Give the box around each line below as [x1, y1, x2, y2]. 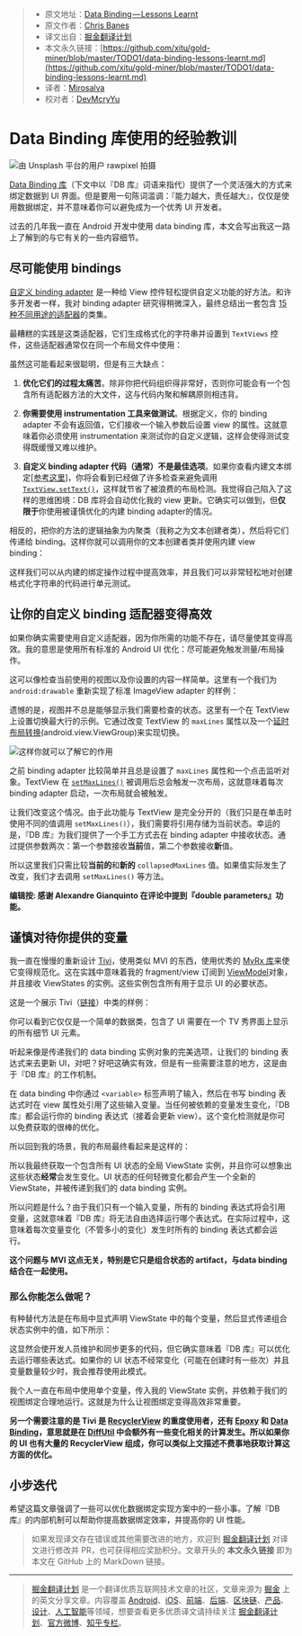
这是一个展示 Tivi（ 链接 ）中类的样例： [9, 997, 151, 1008]
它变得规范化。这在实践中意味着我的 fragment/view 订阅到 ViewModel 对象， [9, 966, 293, 977]
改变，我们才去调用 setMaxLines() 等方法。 [9, 870, 169, 881]
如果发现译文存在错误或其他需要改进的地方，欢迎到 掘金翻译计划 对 [31, 1533, 280, 1544]
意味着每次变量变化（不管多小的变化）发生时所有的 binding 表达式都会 [9, 1224, 270, 1236]
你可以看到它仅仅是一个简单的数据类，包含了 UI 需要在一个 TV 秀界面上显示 [9, 1016, 289, 1027]
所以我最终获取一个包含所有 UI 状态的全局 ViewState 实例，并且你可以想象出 [9, 1160, 292, 1171]
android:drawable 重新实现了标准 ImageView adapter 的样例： [9, 685, 239, 696]
